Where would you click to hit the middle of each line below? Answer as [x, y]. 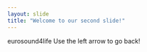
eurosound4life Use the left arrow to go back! [74, 41]
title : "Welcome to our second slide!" [66, 21]
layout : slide [28, 14]
